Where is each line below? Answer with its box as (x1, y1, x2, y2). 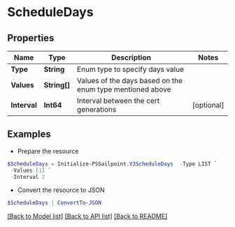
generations (76, 105, 117, 114)
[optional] (192, 101, 225, 110)
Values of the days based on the (76, 76, 183, 85)
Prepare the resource (17, 147, 79, 155)
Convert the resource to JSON (17, 186, 105, 194)
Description (111, 53, 152, 62)
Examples (7, 129, 51, 140)
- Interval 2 (10, 173, 45, 180)
